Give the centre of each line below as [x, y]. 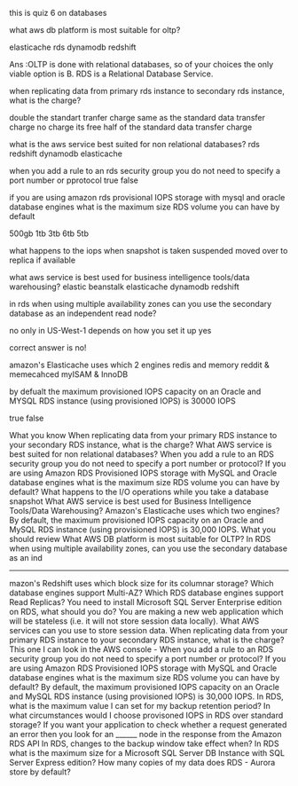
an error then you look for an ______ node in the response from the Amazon [145, 734]
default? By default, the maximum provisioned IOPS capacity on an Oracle [145, 687]
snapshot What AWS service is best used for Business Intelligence [130, 501]
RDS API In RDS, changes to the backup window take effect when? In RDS [144, 743]
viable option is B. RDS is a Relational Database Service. [111, 74]
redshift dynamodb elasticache [66, 153]
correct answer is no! [48, 348]
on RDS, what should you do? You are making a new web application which [146, 612]
